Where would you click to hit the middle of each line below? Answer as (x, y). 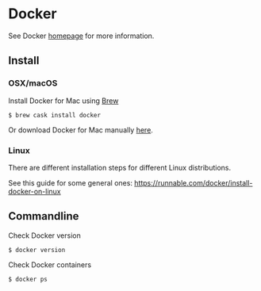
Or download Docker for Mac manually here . (81, 130)
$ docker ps (28, 279)
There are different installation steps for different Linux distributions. (120, 167)
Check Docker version (44, 235)
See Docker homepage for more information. (81, 36)
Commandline (44, 216)
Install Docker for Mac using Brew (63, 101)
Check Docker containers (50, 264)
